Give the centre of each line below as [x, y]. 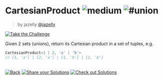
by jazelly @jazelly [36, 24]
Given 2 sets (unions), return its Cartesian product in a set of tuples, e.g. [79, 43]
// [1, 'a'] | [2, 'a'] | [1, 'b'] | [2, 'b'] [54, 57]
